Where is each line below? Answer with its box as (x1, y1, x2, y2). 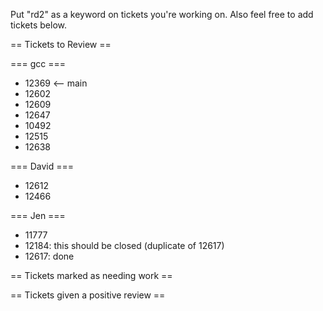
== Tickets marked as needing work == (10, 270, 173, 281)
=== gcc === (10, 58, 67, 69)
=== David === (10, 160, 75, 172)
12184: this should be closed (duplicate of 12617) (24, 240, 225, 251)
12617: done (24, 250, 75, 262)
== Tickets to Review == (10, 39, 112, 50)
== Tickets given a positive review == (10, 289, 166, 301)
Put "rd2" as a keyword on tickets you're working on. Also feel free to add (10, 9, 314, 20)
